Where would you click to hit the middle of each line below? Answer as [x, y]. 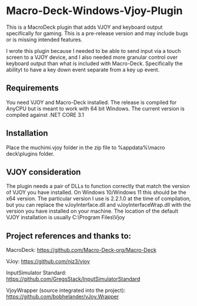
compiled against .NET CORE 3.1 [45, 115]
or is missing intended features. [44, 39]
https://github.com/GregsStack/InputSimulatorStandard [73, 279]
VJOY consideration [44, 172]
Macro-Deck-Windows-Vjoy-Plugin [94, 11]
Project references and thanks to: [69, 236]
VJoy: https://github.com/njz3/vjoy [48, 261]
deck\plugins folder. [30, 153]
